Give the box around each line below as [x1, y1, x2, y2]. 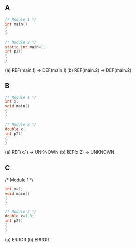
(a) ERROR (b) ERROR [5, 236, 49, 242]
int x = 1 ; [5, 187, 23, 192]
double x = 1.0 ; [5, 214, 35, 219]
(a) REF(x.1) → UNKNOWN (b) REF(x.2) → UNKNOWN [5, 149, 115, 155]
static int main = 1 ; [5, 45, 46, 49]
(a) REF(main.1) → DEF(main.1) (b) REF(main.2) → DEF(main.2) [5, 67, 132, 73]
